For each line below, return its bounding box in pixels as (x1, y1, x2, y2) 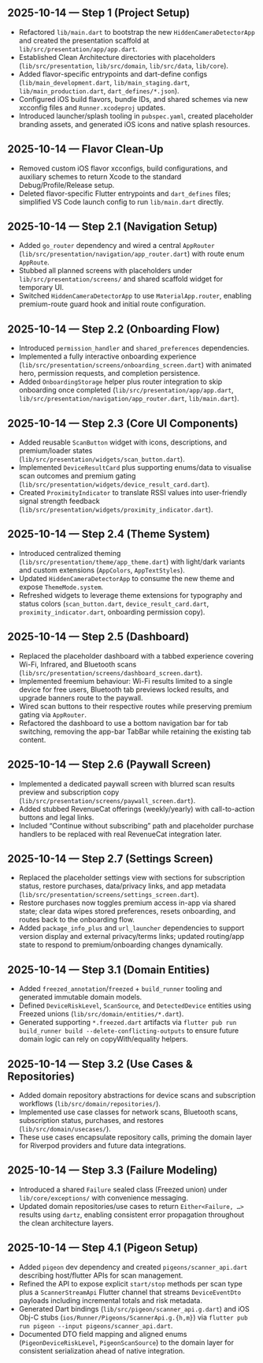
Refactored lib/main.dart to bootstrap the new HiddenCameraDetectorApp (18, 27, 255, 36)
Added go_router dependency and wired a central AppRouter (18, 241, 215, 250)
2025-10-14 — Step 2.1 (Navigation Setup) (7, 220, 218, 234)
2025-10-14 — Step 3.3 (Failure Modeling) (7, 1164, 218, 1177)
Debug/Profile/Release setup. (18, 180, 115, 190)
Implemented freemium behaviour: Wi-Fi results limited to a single (18, 676, 233, 685)
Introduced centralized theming (18, 548, 121, 558)
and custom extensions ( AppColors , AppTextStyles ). (18, 565, 186, 575)
